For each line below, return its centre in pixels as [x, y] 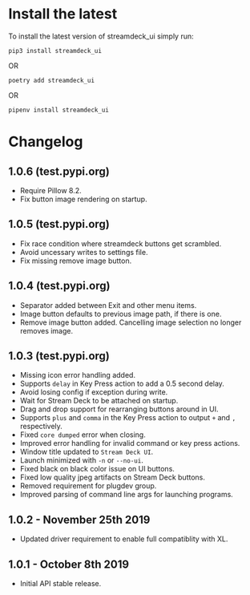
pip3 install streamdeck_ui [55, 51]
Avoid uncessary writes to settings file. [84, 252]
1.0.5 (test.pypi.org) [59, 224]
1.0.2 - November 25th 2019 [79, 519]
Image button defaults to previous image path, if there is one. [121, 314]
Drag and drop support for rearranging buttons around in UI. [119, 409]
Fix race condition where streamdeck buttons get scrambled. [121, 243]
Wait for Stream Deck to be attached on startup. [99, 401]
